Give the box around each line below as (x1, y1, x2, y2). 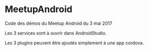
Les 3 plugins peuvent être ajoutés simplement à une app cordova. (5, 39, 144, 46)
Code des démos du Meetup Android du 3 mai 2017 (5, 20, 113, 26)
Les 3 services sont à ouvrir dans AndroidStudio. (5, 30, 107, 36)
